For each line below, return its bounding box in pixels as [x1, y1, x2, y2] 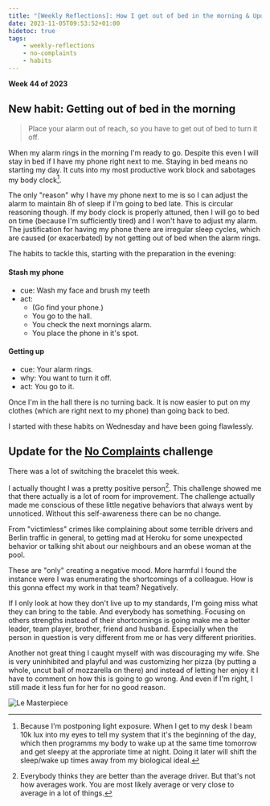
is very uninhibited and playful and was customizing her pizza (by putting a [8, 657, 257, 667]
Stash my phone [8, 267, 64, 276]
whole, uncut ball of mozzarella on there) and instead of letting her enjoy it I [8, 666, 259, 675]
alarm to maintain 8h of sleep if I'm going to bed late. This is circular [8, 199, 234, 209]
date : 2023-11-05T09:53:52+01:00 [8, 19, 121, 27]
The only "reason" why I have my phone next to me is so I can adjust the [8, 190, 248, 200]
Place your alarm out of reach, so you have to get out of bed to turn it [27, 123, 258, 133]
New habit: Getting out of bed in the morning [8, 102, 236, 116]
